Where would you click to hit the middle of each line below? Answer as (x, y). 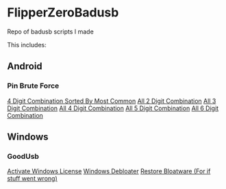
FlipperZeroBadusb (63, 13)
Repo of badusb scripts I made (50, 32)
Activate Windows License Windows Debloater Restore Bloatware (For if (109, 171)
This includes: (27, 45)
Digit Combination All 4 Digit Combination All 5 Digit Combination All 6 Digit (113, 108)
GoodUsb (23, 156)
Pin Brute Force (33, 86)
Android (25, 66)
